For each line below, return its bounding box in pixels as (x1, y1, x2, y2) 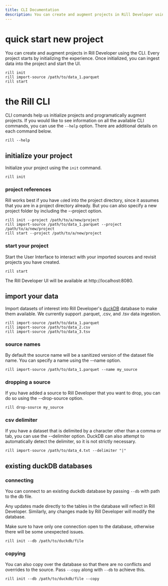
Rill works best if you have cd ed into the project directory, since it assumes (5, 197, 159, 203)
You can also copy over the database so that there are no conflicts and (5, 561, 151, 567)
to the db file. (5, 493, 32, 499)
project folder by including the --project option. (5, 208, 102, 214)
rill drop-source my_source (5, 405, 64, 410)
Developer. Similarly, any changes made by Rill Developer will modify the (5, 508, 155, 514)
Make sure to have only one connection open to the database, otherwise (5, 523, 154, 529)
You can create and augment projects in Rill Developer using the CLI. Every (5, 50, 160, 56)
